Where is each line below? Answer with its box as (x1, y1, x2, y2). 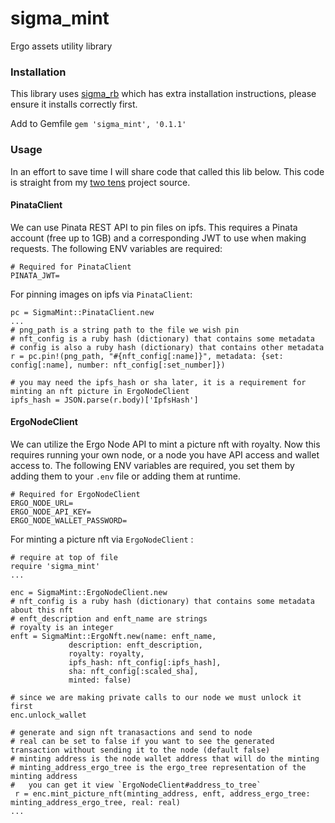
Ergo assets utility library (10, 40, 113, 52)
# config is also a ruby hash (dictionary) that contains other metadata (10, 342, 325, 352)
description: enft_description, (68, 640, 203, 650)
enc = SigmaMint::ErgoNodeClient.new (10, 587, 168, 597)
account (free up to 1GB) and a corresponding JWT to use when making (10, 232, 307, 244)
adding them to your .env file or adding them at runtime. (10, 470, 241, 482)
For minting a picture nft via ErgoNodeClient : (10, 533, 194, 545)
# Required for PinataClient (10, 262, 132, 272)
